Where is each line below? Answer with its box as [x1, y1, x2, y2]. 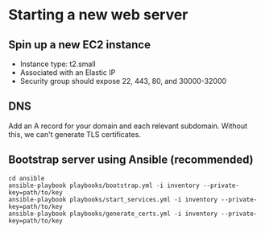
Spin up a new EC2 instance [8, 38, 151, 52]
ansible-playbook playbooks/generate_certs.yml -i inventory [8, 210, 218, 218]
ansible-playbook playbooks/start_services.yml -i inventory [8, 195, 218, 203]
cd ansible [8, 174, 45, 182]
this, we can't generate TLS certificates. [8, 129, 141, 139]
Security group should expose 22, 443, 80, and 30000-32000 [19, 77, 227, 85]
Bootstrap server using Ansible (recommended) [8, 153, 254, 167]
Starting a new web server [8, 6, 188, 24]
